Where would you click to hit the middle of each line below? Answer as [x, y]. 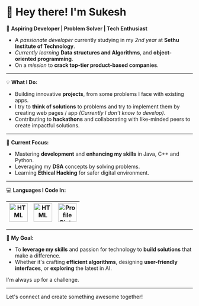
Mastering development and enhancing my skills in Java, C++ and [97, 154]
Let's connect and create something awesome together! [75, 297]
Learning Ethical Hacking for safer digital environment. [82, 173]
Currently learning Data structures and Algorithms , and [83, 52]
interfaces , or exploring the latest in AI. [63, 268]
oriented [25, 59]
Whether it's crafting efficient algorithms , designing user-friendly [96, 262]
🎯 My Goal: [20, 238]
